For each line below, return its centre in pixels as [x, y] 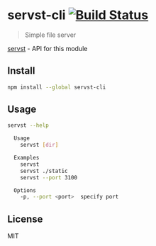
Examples [27, 158]
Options [25, 190]
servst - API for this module [48, 48]
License [25, 219]
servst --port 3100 [49, 177]
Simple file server [50, 35]
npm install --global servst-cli [57, 87]
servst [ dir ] [39, 145]
